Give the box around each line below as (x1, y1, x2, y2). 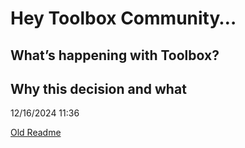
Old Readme (10, 127, 62, 139)
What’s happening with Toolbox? (10, 47, 220, 64)
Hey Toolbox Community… (10, 7, 237, 30)
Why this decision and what (10, 80, 187, 97)
